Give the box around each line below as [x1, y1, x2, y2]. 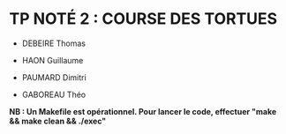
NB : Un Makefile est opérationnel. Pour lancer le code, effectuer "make [9, 106, 277, 116]
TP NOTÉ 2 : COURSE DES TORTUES [9, 9, 278, 29]
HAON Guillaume [21, 55, 84, 65]
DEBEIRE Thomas [21, 38, 87, 48]
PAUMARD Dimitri [21, 71, 87, 83]
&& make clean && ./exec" [9, 115, 107, 126]
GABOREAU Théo [21, 89, 87, 100]
